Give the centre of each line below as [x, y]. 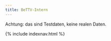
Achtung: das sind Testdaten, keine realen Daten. [56, 24]
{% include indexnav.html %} [35, 33]
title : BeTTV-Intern [27, 10]
